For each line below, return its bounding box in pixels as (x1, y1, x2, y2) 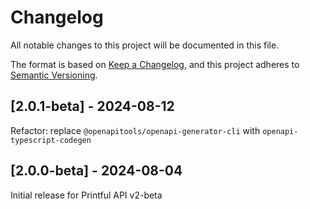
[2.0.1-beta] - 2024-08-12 (10, 98, 175, 115)
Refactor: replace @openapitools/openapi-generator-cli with (10, 124, 261, 136)
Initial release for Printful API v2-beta (10, 189, 163, 201)
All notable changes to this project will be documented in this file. (10, 39, 280, 51)
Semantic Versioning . (10, 69, 98, 81)
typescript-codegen (10, 135, 92, 145)
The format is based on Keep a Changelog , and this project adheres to (10, 58, 300, 70)
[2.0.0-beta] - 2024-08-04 (10, 162, 183, 180)
